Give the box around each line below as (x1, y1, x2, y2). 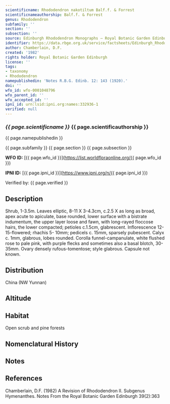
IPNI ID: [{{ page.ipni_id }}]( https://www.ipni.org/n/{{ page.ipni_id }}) (5, 170, 148, 176)
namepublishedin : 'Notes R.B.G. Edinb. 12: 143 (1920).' (5, 78, 128, 83)
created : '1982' (5, 50, 39, 55)
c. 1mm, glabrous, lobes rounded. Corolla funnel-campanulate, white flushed (5, 235, 165, 241)
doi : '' (5, 83, 22, 88)
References (5, 374, 42, 383)
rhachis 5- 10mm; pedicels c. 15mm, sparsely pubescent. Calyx (32, 230, 164, 236)
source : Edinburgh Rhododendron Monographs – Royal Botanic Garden (5, 36, 151, 41)
